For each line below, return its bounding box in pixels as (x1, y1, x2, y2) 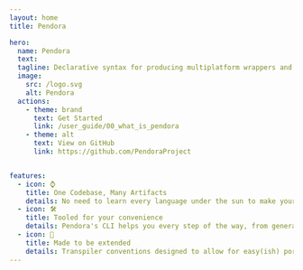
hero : (9, 38, 30, 47)
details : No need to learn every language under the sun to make (25, 196, 277, 206)
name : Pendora (17, 46, 70, 55)
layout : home (9, 13, 59, 23)
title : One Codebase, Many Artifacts (25, 188, 168, 197)
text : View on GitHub (32, 139, 115, 148)
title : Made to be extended (25, 238, 131, 247)
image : (17, 71, 42, 81)
